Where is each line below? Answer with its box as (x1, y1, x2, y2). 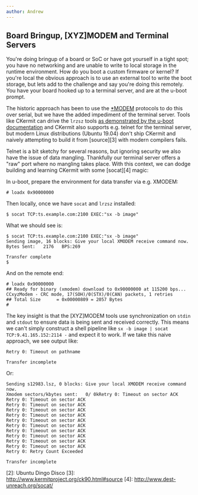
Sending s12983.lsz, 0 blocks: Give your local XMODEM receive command (6, 381, 186, 387)
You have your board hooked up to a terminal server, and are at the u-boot (6, 87, 187, 94)
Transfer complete (6, 254, 51, 260)
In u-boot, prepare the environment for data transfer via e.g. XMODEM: (6, 178, 178, 186)
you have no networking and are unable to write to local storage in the (6, 62, 177, 69)
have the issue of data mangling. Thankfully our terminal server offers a (6, 154, 180, 161)
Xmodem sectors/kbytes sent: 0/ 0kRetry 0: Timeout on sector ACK (6, 392, 178, 398)
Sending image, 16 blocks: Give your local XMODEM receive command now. (6, 238, 189, 245)
